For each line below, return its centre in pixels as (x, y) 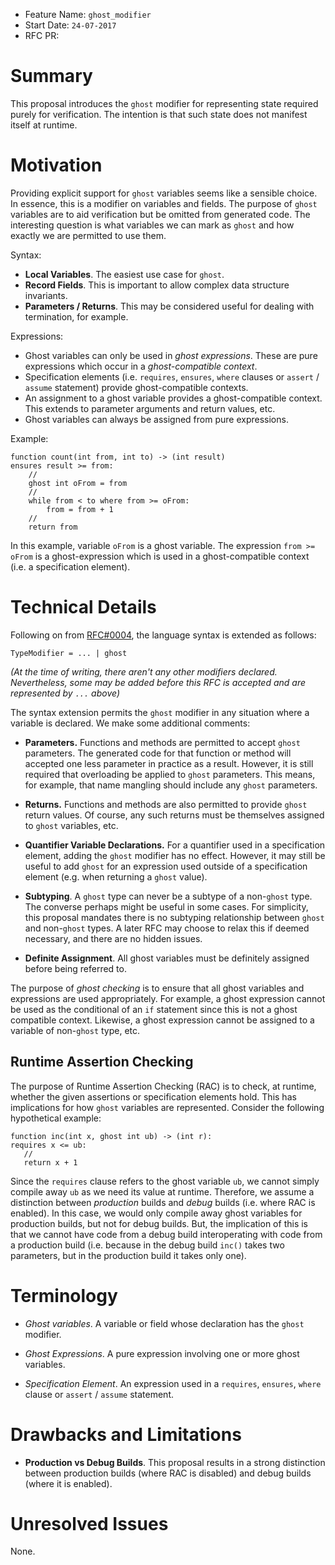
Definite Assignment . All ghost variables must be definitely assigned (167, 958)
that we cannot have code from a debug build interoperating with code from (166, 1234)
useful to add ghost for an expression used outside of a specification (166, 866)
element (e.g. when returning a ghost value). (116, 876)
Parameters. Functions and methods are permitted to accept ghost (162, 742)
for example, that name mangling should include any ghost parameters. (171, 785)
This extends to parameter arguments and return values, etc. (150, 408)
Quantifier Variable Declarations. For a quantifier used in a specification (175, 845)
